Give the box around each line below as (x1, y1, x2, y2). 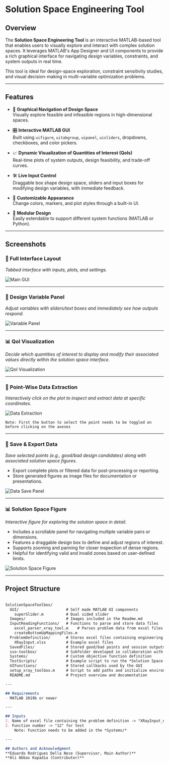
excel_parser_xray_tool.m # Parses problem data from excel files (14, 626, 163, 631)
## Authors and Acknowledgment (5, 746, 71, 751)
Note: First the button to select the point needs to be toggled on (5, 420, 152, 425)
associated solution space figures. (5, 457, 77, 463)
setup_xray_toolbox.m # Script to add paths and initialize (10, 668, 147, 673)
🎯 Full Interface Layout (5, 255, 61, 262)
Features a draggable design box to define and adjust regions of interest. (12, 539, 164, 545)
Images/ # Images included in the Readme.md (10, 616, 143, 621)
